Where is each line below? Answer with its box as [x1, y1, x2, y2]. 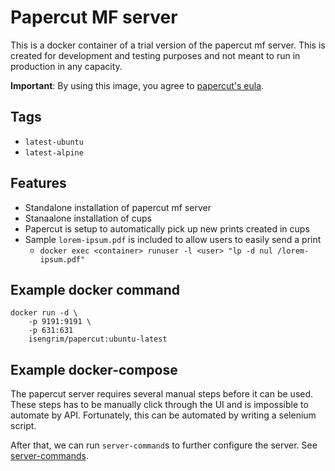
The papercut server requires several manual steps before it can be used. [10, 388, 314, 400]
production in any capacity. [10, 60, 123, 72]
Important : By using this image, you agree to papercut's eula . [10, 79, 265, 91]
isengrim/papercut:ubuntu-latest [28, 334, 168, 345]
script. [10, 420, 37, 432]
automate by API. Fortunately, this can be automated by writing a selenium [10, 409, 317, 421]
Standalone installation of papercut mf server [24, 201, 212, 213]
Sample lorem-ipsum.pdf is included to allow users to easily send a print [24, 233, 322, 245]
